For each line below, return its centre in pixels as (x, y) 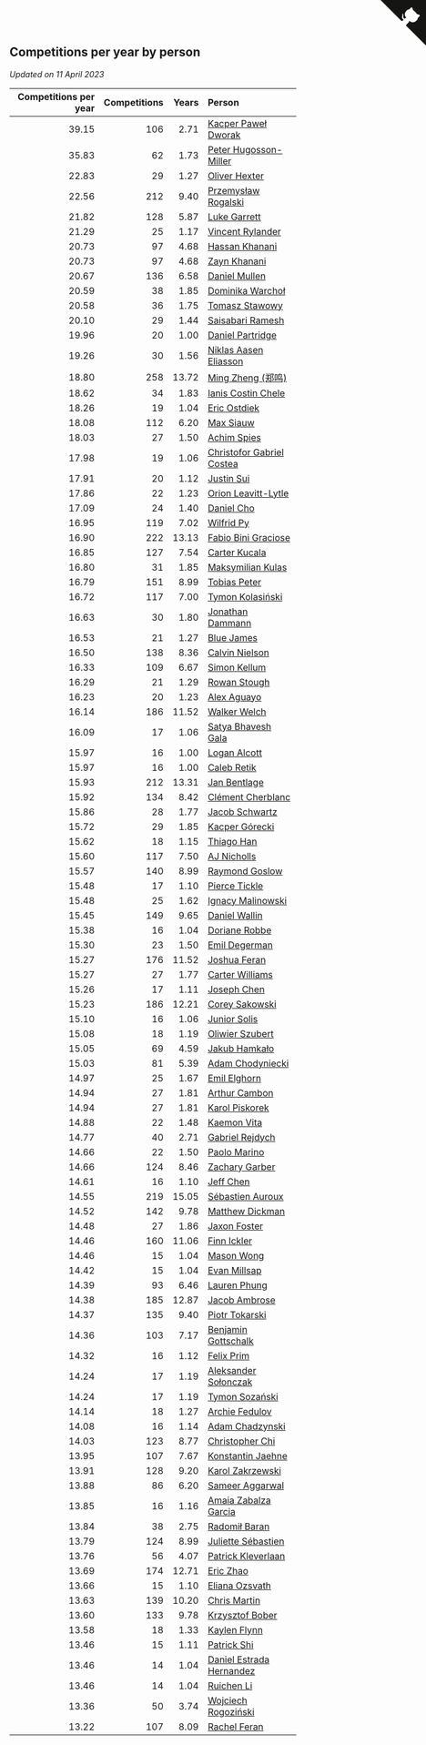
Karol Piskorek (239, 1108)
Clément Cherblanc (249, 796)
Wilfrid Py (229, 522)
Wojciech (228, 1700)
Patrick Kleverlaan (247, 1556)
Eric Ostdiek (234, 408)
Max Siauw (231, 422)
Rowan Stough (239, 682)
